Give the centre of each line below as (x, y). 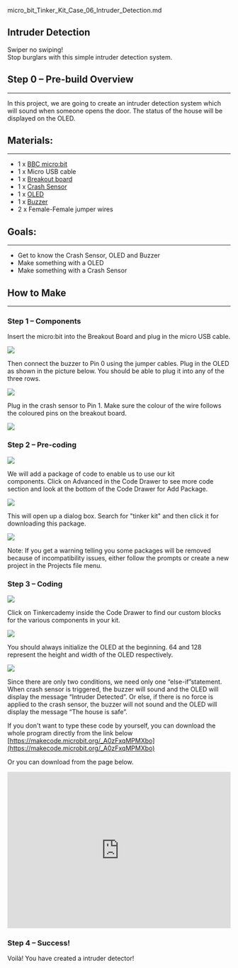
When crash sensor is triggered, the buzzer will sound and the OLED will (113, 689)
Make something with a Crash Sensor (72, 271)
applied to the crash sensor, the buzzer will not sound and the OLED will (112, 704)
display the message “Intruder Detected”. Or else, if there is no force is (110, 696)
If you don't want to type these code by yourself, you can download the (112, 725)
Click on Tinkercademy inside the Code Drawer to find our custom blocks (114, 612)
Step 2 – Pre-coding (42, 445)
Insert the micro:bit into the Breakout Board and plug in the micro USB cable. (119, 337)
